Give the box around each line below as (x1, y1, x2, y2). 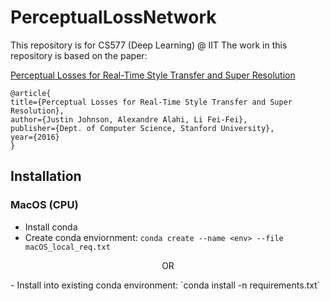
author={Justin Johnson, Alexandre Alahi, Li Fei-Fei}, (10, 114, 248, 125)
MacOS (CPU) (10, 198, 79, 212)
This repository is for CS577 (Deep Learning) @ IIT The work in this (10, 39, 288, 51)
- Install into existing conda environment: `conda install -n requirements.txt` (10, 279, 321, 291)
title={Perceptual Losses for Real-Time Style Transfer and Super (10, 97, 293, 107)
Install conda (24, 221, 78, 233)
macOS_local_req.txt (24, 242, 111, 252)
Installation (10, 168, 82, 185)
